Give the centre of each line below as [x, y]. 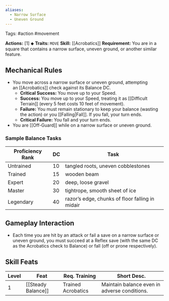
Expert [16, 183]
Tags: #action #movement [32, 34]
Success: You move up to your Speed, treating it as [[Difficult [84, 98]
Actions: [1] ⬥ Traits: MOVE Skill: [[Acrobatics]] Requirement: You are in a [81, 43]
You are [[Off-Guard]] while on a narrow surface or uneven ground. [82, 125]
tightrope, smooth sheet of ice [101, 191]
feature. [13, 54]
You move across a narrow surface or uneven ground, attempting [80, 82]
